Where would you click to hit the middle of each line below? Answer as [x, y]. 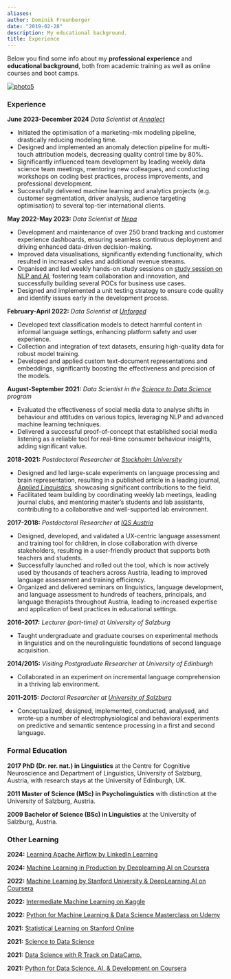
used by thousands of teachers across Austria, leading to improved [112, 573]
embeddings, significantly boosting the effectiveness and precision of [116, 368]
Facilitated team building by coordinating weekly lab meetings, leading [117, 495]
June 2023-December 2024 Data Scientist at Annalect [86, 119]
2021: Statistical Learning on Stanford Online [71, 928]
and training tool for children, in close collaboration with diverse [107, 543]
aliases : [20, 13]
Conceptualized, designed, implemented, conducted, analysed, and [113, 711]
